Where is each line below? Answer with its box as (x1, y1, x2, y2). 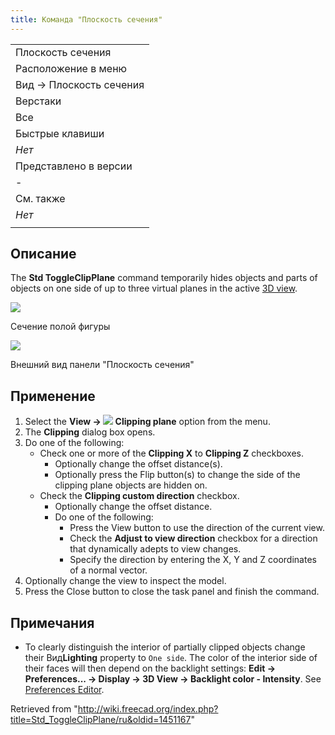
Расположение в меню (15, 61, 128, 75)
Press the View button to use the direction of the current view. (69, 522, 325, 534)
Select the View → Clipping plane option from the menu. (24, 416, 271, 428)
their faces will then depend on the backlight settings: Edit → (24, 662, 277, 675)
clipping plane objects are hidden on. (54, 479, 208, 491)
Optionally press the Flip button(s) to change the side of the (54, 469, 301, 481)
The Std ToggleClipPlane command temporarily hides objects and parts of (10, 272, 318, 284)
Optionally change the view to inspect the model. (24, 575, 227, 587)
